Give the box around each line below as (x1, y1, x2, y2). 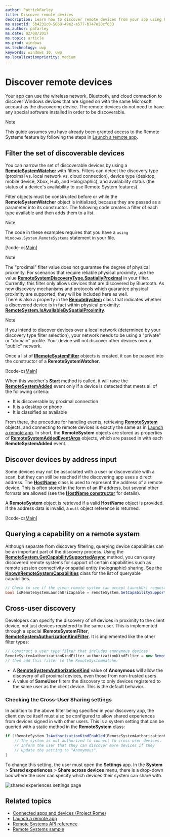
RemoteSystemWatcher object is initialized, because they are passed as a (5, 199, 161, 205)
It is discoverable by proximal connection (12, 398, 99, 405)
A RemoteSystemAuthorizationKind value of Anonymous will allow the (12, 667, 163, 673)
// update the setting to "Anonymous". (14, 747, 99, 752)
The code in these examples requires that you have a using (5, 229, 129, 235)
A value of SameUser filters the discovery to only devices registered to (12, 678, 161, 684)
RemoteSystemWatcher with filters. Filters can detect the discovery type (5, 168, 158, 174)
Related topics (5, 797, 52, 805)
